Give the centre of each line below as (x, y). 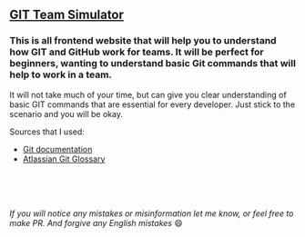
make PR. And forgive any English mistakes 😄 (97, 222)
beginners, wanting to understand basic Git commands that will (152, 64)
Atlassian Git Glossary (64, 159)
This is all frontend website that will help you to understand (143, 41)
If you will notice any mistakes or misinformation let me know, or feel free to (152, 213)
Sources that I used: (47, 132)
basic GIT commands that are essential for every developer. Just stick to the (152, 104)
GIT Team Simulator (67, 15)
